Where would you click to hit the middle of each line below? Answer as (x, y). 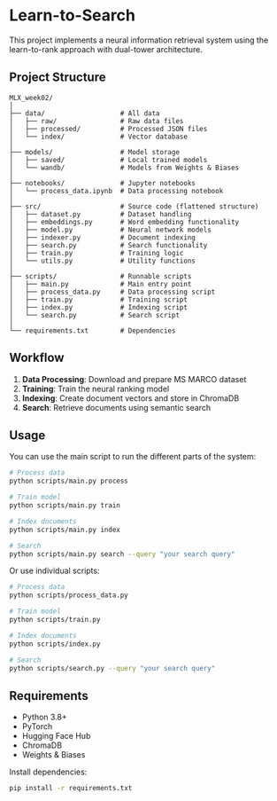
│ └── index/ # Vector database (99, 137)
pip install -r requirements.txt (71, 789)
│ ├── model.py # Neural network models (111, 230)
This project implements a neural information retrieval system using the (139, 40)
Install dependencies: (48, 772)
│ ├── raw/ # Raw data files (96, 121)
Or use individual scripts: (54, 571)
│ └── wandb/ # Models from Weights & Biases (124, 168)
